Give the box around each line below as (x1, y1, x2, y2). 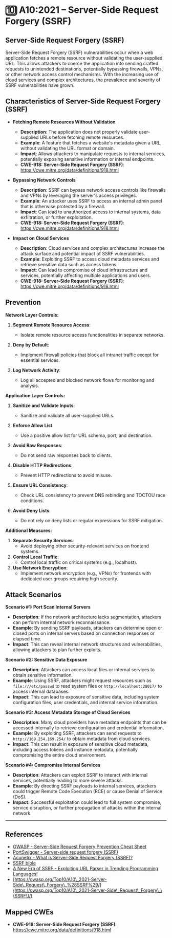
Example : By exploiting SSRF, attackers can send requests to (12, 730, 142, 737)
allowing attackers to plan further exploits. (12, 647, 102, 653)
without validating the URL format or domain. (20, 145, 115, 151)
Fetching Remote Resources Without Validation (12, 119, 116, 125)
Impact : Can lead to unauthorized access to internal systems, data (20, 209, 161, 215)
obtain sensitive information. (12, 672, 73, 678)
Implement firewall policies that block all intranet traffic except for (20, 352, 159, 358)
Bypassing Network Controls (12, 177, 76, 183)
